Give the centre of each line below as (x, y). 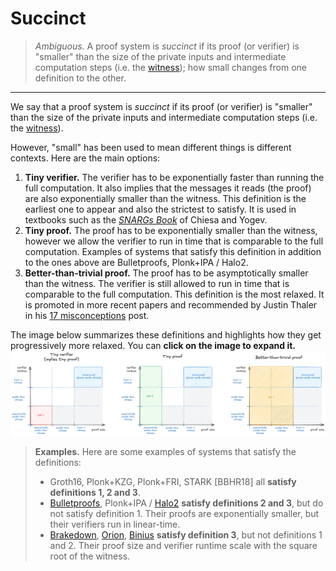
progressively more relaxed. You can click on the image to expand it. (153, 345)
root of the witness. (90, 556)
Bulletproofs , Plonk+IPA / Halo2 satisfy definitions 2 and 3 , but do (186, 503)
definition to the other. (80, 78)
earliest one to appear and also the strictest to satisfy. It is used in (160, 209)
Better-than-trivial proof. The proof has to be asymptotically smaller (166, 273)
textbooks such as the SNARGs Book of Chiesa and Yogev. (146, 219)
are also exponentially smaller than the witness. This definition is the (165, 198)
